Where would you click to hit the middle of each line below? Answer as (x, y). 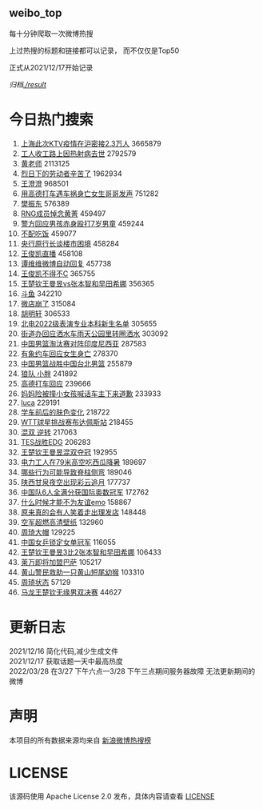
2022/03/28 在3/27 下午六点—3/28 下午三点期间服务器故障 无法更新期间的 (132, 671)
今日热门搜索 (52, 120)
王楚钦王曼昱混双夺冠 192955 (69, 452)
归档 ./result (28, 84)
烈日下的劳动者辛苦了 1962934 (71, 173)
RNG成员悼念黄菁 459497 (63, 213)
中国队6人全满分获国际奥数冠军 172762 (85, 492)
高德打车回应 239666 (56, 383)
